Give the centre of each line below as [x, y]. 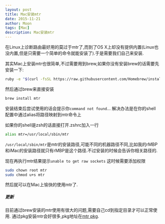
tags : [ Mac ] [17, 28]
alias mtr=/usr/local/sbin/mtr [37, 134]
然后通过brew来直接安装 [29, 89]
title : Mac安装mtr [23, 14]
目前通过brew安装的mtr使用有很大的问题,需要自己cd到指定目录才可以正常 [79, 210]
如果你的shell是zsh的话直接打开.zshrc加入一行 [52, 125]
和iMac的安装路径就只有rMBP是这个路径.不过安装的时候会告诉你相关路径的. [82, 150]
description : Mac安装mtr [30, 32]
